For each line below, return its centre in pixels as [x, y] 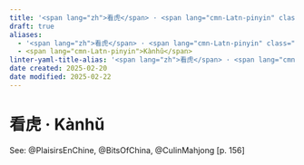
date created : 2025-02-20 [58, 69]
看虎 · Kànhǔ [57, 124]
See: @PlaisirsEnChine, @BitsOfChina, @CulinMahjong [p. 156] [127, 150]
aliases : [26, 34]
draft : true [32, 26]
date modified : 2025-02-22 [60, 77]
